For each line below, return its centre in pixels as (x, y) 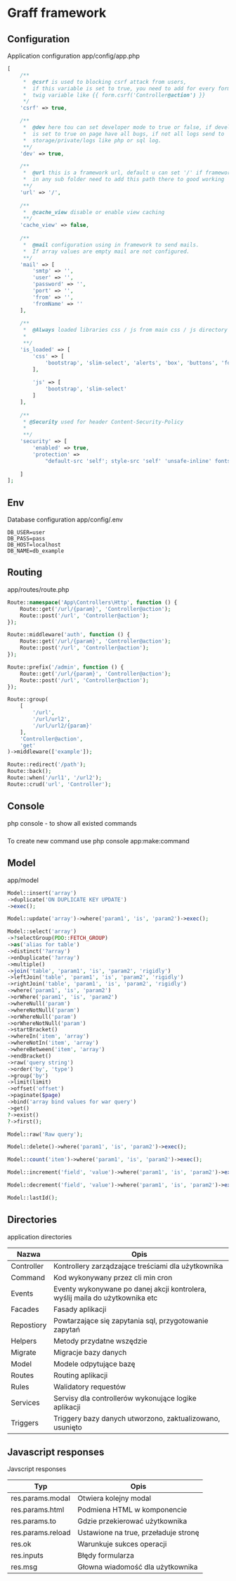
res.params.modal (40, 1499)
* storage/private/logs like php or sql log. (92, 140)
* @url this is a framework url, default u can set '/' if (112, 173)
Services (25, 1402)
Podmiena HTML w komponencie (132, 1510)
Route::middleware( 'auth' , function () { (69, 635)
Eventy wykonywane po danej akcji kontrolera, (130, 1289)
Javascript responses (56, 1452)
